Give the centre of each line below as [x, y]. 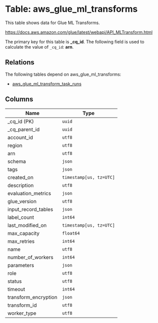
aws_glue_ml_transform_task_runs [47, 84]
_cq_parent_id [24, 129]
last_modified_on [27, 225]
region [15, 145]
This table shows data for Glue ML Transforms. [53, 23]
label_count [21, 217]
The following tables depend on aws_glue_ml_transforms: [63, 74]
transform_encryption [32, 297]
